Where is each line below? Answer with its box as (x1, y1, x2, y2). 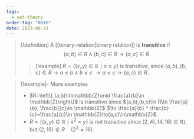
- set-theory (11, 14, 44, 20)
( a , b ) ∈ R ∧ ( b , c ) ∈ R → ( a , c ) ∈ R (64, 51, 149, 58)
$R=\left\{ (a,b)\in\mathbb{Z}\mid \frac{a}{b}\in (29, 92, 144, 99)
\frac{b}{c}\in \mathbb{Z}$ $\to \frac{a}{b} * (40, 105, 149, 112)
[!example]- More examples (20, 80, 88, 88)
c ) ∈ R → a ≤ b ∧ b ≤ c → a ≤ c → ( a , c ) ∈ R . (35, 69, 149, 76)
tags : (6, 8, 19, 15)
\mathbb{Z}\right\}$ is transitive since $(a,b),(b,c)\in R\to (29, 98, 168, 105)
